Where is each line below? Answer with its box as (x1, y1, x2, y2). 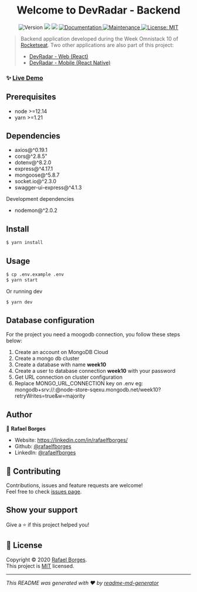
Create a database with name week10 (14, 361, 107, 368)
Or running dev (6, 287, 43, 295)
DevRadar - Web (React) (29, 52, 89, 59)
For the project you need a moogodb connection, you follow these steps (6, 331, 181, 338)
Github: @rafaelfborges (14, 443, 72, 450)
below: (6, 337, 22, 345)
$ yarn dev (6, 299, 33, 305)
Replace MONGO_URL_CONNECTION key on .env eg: (14, 380, 144, 387)
